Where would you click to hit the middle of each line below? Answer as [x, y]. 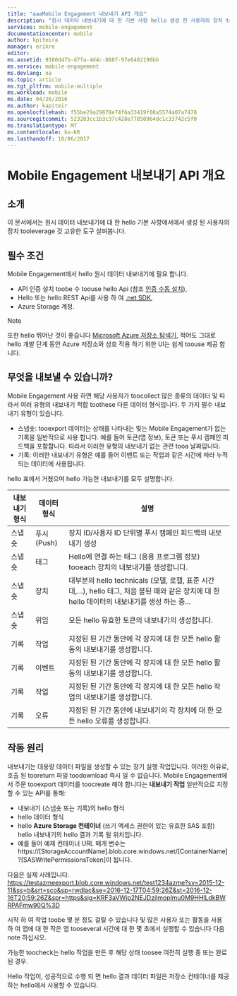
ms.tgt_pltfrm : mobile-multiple [55, 86]
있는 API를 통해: [44, 793]
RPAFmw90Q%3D [34, 905]
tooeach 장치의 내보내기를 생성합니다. [128, 567]
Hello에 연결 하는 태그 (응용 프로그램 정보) [134, 557]
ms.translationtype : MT [42, 125]
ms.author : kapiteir [38, 106]
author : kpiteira [33, 40]
